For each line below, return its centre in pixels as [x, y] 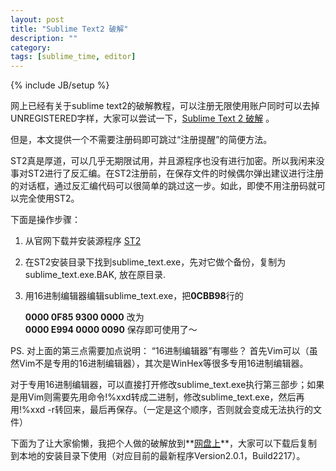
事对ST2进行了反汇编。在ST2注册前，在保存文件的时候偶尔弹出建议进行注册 [167, 173]
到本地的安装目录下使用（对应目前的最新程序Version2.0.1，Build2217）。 [158, 456]
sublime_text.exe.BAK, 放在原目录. [95, 275]
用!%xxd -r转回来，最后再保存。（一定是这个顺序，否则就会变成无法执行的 [161, 410]
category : [31, 47]
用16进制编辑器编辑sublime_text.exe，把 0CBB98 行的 [134, 296]
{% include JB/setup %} [60, 85]
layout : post [37, 19]
